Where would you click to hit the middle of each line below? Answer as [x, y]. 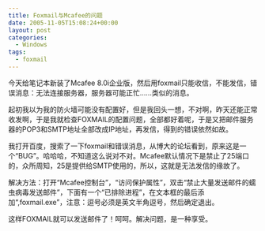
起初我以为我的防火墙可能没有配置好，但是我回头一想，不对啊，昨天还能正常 [133, 109]
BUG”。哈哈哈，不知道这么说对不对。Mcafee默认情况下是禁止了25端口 [134, 155]
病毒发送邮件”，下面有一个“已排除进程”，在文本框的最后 [106, 192]
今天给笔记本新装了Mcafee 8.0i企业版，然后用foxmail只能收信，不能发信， [129, 83]
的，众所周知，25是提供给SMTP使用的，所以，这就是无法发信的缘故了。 [126, 166]
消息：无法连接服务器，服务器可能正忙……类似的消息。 [104, 92]
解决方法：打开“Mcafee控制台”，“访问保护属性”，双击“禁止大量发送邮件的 [129, 182]
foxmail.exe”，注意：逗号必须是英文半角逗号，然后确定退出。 [119, 202]
